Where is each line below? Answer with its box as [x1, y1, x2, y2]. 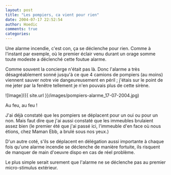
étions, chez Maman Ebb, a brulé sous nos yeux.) [5, 128, 109, 135]
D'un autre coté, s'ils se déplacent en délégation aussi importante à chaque [5, 139, 164, 144]
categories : [5, 31, 31, 36]
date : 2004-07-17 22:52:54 [5, 17, 63, 22]
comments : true [5, 27, 38, 32]
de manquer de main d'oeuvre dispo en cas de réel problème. [5, 149, 135, 155]
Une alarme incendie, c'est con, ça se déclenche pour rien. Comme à [5, 46, 151, 51]
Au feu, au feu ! [5, 102, 38, 108]
